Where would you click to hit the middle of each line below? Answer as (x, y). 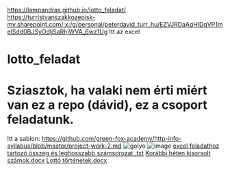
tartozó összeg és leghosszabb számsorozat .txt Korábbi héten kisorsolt (109, 153)
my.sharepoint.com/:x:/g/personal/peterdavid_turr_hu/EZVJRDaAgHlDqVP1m (115, 24)
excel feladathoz (196, 146)
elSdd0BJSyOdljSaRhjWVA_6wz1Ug (57, 31)
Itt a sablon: (24, 139)
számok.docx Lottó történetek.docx (57, 161)
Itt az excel (125, 31)
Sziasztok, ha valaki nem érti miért (107, 91)
